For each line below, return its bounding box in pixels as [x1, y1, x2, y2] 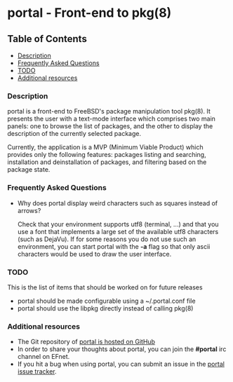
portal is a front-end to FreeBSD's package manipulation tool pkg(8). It [7, 107, 211, 116]
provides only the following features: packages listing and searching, [7, 151, 206, 159]
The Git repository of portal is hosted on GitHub [17, 338, 156, 346]
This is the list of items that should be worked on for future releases [7, 282, 203, 292]
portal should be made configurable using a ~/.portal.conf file [17, 296, 196, 305]
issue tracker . [17, 367, 58, 376]
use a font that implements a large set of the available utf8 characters [17, 227, 219, 236]
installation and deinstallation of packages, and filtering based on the [7, 158, 207, 166]
